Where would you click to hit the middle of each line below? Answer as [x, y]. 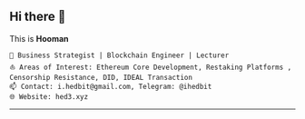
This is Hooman [39, 38]
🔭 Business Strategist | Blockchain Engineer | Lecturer [119, 55]
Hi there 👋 [38, 17]
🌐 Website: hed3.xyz [49, 96]
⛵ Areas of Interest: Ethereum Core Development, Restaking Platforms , [151, 67]
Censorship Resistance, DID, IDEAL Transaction [101, 77]
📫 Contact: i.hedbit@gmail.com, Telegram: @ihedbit [111, 86]
